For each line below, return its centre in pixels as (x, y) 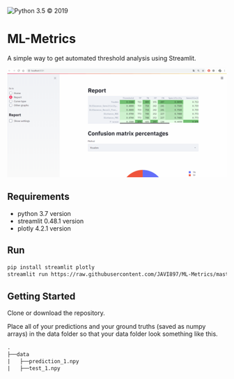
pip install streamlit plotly (51, 267)
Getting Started (41, 296)
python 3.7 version (44, 213)
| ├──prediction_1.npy (43, 362)
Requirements (38, 197)
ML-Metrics (42, 39)
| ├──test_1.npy (34, 369)
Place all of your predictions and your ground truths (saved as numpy (107, 327)
